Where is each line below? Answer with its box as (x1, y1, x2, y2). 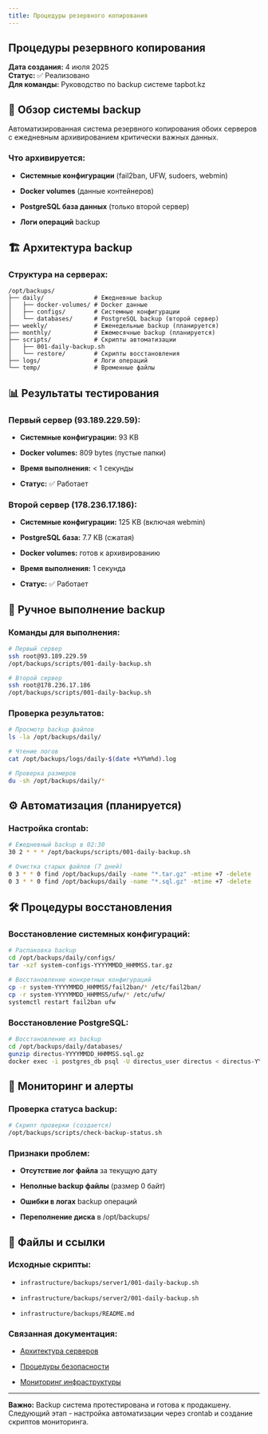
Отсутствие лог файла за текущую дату (19, 1166, 158, 1176)
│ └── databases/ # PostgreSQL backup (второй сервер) (8, 315, 219, 323)
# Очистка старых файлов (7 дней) (8, 863, 124, 871)
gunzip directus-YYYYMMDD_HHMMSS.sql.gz (8, 1050, 145, 1058)
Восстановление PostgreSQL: (8, 1017, 129, 1028)
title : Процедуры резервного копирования (8, 11, 148, 20)
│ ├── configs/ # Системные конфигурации (8, 308, 180, 316)
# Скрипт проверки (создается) (8, 1121, 112, 1129)
